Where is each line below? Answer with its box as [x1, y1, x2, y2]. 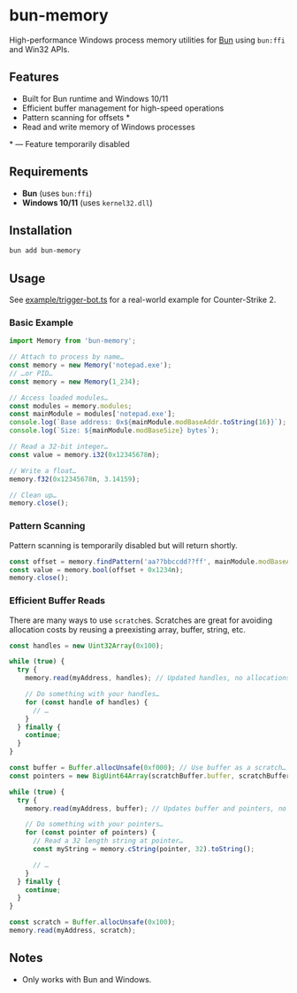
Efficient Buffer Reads [9, 594, 106, 607]
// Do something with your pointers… [25, 820, 164, 829]
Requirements [9, 165, 88, 180]
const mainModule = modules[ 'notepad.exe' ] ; [9, 409, 176, 419]
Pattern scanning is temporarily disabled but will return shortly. [9, 539, 238, 550]
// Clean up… [9, 491, 57, 500]
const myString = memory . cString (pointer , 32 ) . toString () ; [32, 845, 255, 854]
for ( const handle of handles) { [25, 697, 148, 707]
